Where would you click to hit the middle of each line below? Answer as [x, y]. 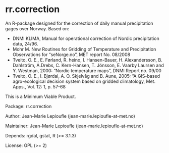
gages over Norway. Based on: [37, 28]
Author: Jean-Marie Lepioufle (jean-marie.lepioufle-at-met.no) [70, 116]
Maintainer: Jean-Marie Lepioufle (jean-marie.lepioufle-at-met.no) [74, 126]
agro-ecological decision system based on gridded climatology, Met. [84, 81]
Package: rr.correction [29, 106]
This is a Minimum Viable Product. [41, 96]
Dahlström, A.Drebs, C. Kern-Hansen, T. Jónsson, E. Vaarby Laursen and [88, 65]
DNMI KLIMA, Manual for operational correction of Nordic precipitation [86, 38]
